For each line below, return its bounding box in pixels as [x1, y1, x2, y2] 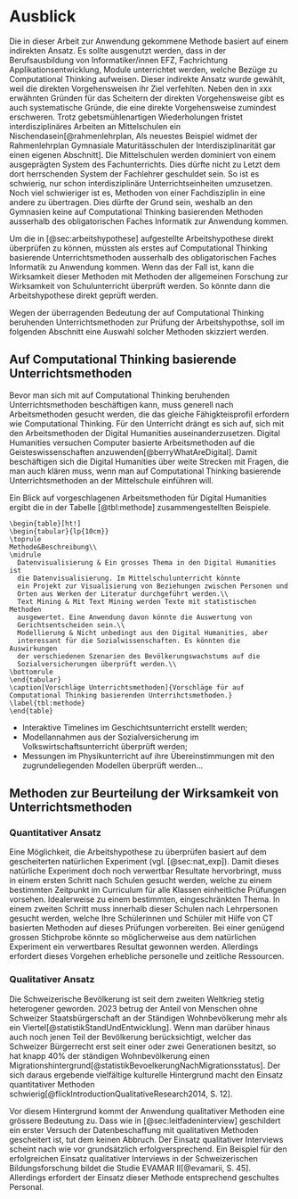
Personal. [9, 1181, 44, 1192]
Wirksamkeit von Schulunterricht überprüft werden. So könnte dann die [9, 280, 271, 291]
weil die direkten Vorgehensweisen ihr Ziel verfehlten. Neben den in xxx [9, 83, 273, 94]
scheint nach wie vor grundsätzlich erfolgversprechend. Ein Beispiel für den [9, 1144, 287, 1154]
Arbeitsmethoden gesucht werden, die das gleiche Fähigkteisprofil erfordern [9, 409, 290, 419]
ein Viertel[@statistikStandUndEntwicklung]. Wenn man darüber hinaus [9, 1021, 270, 1032]
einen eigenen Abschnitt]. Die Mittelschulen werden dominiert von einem [9, 149, 277, 160]
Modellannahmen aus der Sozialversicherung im [21, 732, 199, 742]
